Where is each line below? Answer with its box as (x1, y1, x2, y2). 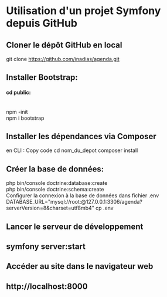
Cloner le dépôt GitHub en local (6, 40, 122, 50)
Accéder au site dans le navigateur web (6, 261, 154, 271)
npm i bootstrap (6, 114, 45, 122)
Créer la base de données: (6, 164, 104, 174)
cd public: (6, 89, 31, 96)
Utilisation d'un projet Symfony (6, 4, 161, 18)
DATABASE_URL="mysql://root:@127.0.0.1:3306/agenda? (6, 198, 142, 205)
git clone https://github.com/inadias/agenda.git (6, 56, 120, 62)
